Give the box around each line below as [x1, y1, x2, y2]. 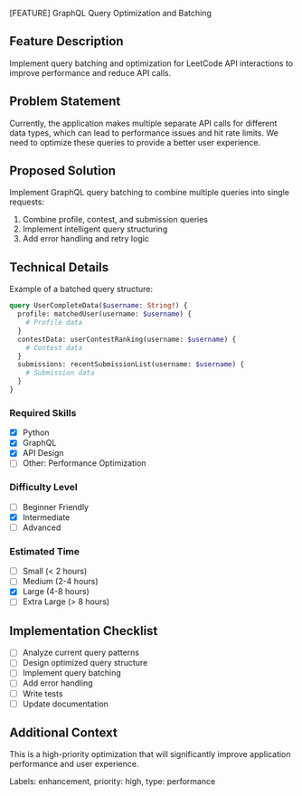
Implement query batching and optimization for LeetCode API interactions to [9, 58, 294, 69]
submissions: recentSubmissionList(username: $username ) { [17, 360, 245, 369]
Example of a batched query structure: [9, 284, 154, 295]
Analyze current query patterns [22, 647, 140, 659]
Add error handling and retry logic [22, 233, 149, 244]
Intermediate [22, 511, 71, 523]
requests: [9, 196, 45, 207]
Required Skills [9, 406, 77, 419]
